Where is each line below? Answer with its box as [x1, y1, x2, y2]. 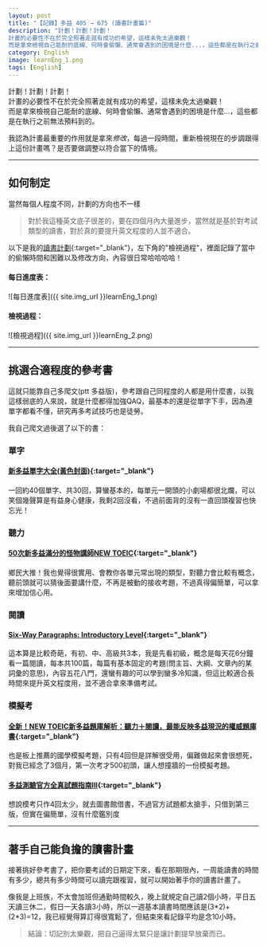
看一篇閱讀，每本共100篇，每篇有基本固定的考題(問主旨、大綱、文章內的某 [8, 658, 253, 668]
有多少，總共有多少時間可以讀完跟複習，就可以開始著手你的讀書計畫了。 [8, 875, 245, 885]
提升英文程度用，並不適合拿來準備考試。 [29, 678, 161, 688]
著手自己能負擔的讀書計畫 [8, 842, 133, 856]
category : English [8, 49, 69, 57]
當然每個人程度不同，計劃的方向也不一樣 [8, 198, 141, 208]
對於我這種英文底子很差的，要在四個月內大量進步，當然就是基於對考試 [27, 216, 258, 226]
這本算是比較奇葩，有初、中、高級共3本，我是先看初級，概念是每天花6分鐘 [8, 649, 254, 658]
